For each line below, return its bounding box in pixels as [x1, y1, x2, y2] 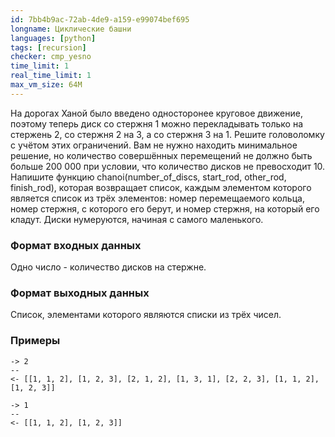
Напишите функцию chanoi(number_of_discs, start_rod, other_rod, [10, 171, 287, 183]
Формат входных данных [10, 238, 142, 252]
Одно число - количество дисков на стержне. [10, 261, 207, 273]
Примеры [10, 334, 61, 348]
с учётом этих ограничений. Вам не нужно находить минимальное [10, 139, 298, 151]
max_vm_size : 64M [10, 80, 83, 90]
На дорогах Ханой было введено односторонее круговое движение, [10, 107, 303, 119]
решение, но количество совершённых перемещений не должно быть [10, 149, 313, 161]
